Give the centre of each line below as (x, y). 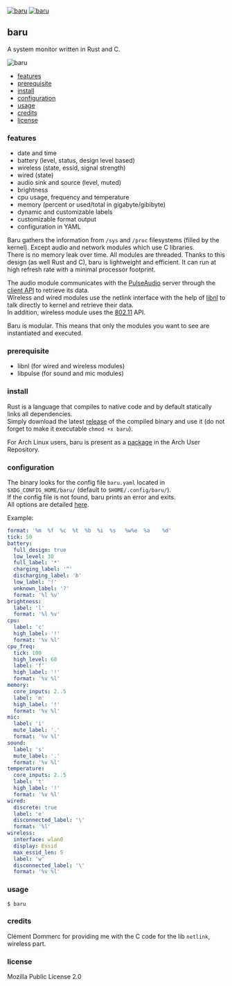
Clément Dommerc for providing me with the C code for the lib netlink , (109, 936)
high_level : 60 (35, 659)
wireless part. (27, 943)
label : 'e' (29, 814)
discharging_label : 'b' (47, 576)
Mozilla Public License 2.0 (44, 977)
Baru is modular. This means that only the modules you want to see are (108, 326)
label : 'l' (29, 608)
